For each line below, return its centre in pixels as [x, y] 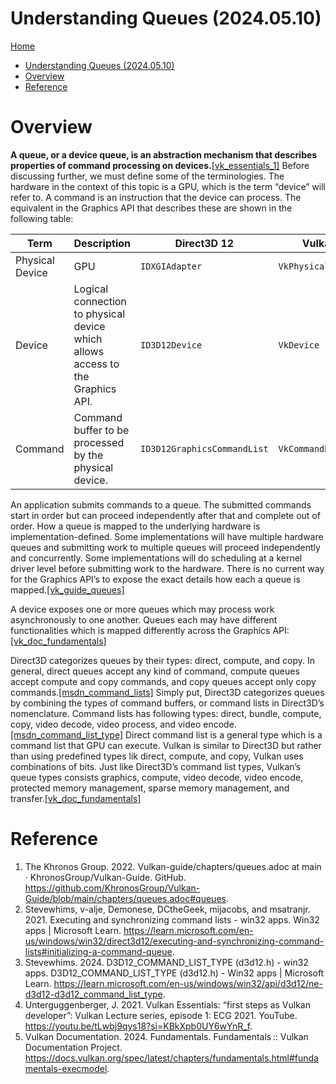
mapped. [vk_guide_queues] [67, 589]
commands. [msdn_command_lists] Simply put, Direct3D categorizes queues [167, 692]
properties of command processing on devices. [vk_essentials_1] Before [160, 165]
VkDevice [299, 345]
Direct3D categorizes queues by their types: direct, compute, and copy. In [163, 660]
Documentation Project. [73, 1047]
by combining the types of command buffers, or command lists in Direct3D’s [167, 703]
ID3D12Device [171, 345]
